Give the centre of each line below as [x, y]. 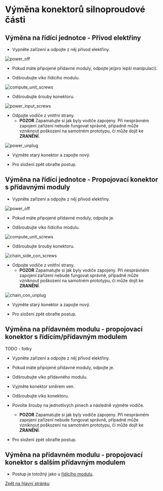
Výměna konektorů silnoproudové [75, 9]
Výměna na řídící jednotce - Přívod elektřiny [73, 38]
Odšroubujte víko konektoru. [41, 396]
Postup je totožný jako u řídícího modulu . [53, 474]
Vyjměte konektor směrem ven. [43, 386]
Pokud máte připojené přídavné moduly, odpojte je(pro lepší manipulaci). [85, 68]
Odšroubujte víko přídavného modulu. [50, 377]
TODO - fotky [18, 348]
